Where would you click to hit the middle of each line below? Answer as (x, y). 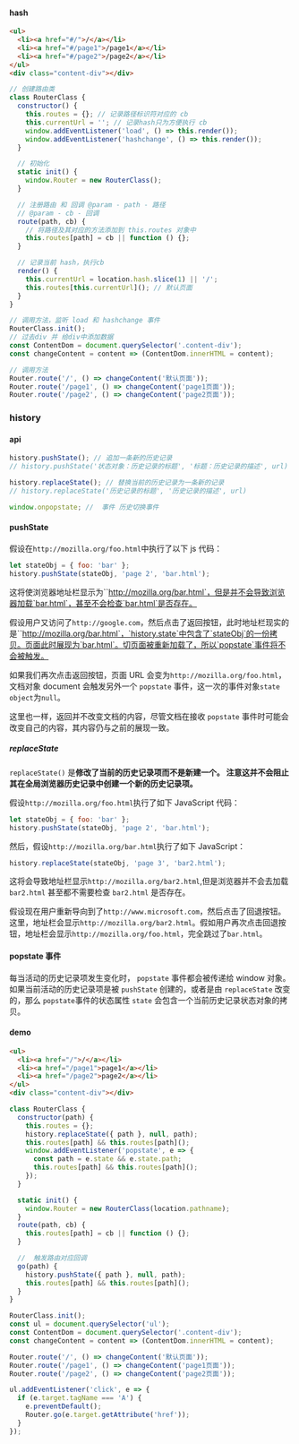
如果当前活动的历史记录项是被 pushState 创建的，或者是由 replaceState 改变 (150, 989)
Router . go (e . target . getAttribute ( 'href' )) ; (108, 1415)
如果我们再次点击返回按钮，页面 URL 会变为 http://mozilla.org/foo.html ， (148, 675)
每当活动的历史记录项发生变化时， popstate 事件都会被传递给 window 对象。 (150, 977)
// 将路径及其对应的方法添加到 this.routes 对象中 (111, 230)
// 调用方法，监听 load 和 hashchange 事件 (85, 321)
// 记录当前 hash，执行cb (61, 263)
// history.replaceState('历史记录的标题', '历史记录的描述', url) (128, 491)
